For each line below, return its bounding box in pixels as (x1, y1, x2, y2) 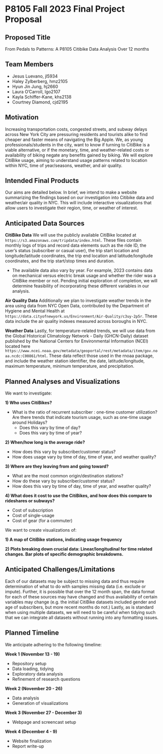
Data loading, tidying (12, 666, 54, 672)
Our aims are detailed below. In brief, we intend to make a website (5, 189, 137, 196)
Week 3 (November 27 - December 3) (5, 710, 82, 715)
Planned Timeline (5, 629, 59, 637)
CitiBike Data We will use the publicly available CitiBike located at (5, 232, 137, 238)
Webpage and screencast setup (12, 719, 76, 725)
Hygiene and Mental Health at (5, 308, 65, 314)
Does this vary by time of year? (19, 430, 82, 436)
